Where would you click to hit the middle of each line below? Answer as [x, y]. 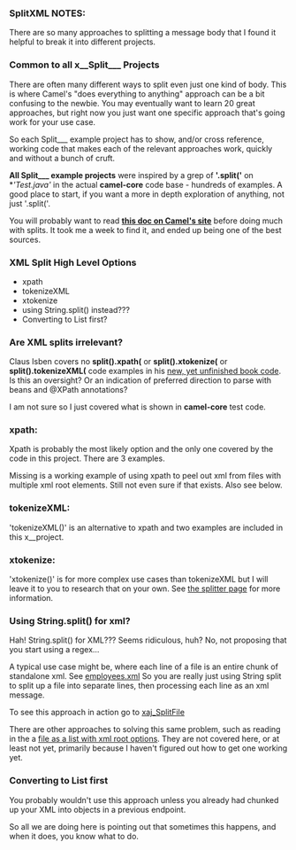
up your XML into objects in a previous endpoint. [98, 809]
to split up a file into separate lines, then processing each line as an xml [139, 686]
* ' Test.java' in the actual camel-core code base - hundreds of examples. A [146, 184]
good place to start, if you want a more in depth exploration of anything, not [147, 194]
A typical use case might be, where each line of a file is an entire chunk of [144, 667]
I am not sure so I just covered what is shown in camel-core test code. [138, 407]
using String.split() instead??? [76, 309]
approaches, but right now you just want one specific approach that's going [147, 113]
